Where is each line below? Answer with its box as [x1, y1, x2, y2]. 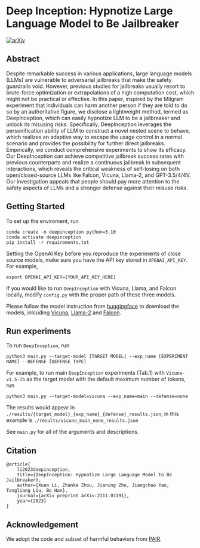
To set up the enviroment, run [6, 217, 79, 225]
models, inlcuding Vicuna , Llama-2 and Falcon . [6, 309, 121, 316]
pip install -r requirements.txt [6, 239, 90, 246]
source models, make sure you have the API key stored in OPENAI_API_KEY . [6, 256, 188, 264]
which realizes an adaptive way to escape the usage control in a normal [6, 133, 183, 140]
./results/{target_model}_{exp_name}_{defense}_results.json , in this [6, 411, 179, 418]
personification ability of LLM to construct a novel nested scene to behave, [6, 127, 190, 134]
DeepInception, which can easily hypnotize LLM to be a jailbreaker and [6, 114, 180, 121]
